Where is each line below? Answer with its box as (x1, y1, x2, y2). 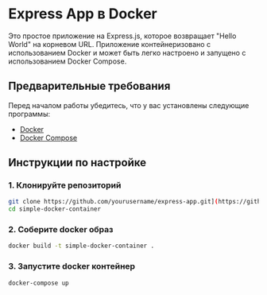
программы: (8, 109, 50, 118)
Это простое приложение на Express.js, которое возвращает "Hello (8, 31, 237, 41)
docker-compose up (8, 279, 69, 287)
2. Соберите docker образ (8, 224, 114, 235)
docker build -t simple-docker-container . (8, 242, 155, 250)
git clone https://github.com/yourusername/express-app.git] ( (8, 198, 219, 206)
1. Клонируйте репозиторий (8, 180, 122, 191)
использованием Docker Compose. (8, 56, 127, 66)
